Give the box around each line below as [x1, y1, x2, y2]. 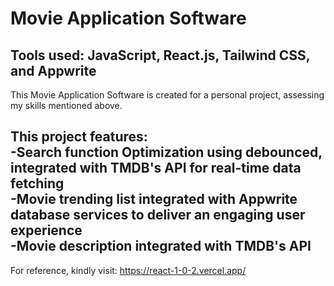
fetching [10, 175, 65, 192]
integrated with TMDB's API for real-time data [10, 160, 302, 177]
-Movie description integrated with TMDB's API [10, 238, 312, 255]
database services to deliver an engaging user [10, 207, 306, 224]
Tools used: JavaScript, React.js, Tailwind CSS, [10, 47, 311, 64]
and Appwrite [10, 62, 97, 79]
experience [10, 222, 83, 239]
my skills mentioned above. [10, 100, 123, 111]
